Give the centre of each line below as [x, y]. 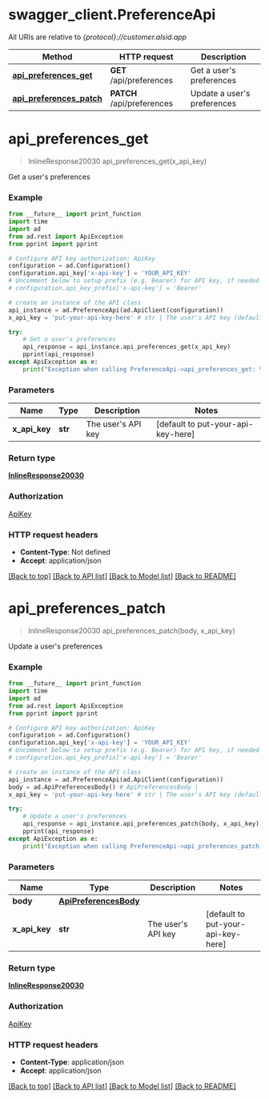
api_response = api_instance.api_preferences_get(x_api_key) [126, 347]
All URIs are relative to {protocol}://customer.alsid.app [97, 37]
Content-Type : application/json [72, 1062]
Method [57, 56]
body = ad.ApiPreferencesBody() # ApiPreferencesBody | [103, 787]
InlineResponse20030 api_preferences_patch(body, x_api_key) [132, 630]
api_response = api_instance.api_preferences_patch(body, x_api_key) [141, 824]
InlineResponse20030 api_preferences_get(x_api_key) [117, 161]
